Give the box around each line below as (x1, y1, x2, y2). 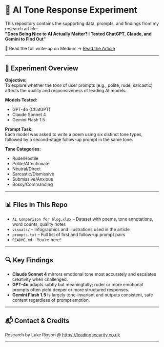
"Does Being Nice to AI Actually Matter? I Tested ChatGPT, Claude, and (5, 31, 152, 37)
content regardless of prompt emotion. (12, 297, 90, 303)
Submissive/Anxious (12, 176, 53, 182)
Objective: (5, 77, 27, 83)
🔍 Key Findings (5, 256, 54, 264)
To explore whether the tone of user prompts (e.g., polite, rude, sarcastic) (5, 82, 153, 88)
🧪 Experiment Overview (5, 64, 79, 73)
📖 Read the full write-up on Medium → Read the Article (5, 45, 116, 51)
